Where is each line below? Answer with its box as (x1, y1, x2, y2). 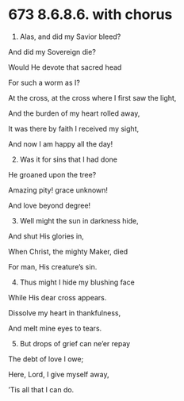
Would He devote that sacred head (8, 62, 122, 72)
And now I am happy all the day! (8, 139, 113, 148)
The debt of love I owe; (8, 354, 84, 364)
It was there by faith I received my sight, (8, 124, 140, 133)
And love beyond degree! (8, 200, 91, 210)
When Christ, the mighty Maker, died (8, 246, 128, 256)
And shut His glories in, (8, 231, 85, 241)
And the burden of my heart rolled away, (8, 109, 140, 118)
